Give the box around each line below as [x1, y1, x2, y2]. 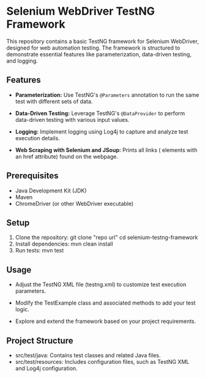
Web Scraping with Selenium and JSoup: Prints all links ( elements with [15, 146, 198, 154]
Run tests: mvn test [15, 247, 64, 254]
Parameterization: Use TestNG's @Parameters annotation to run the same [15, 91, 199, 99]
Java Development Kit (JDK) [15, 187, 87, 194]
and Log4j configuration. [15, 365, 78, 372]
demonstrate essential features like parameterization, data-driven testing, [6, 50, 192, 58]
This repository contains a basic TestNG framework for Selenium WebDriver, [6, 37, 199, 45]
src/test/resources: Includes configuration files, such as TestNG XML [15, 358, 190, 365]
